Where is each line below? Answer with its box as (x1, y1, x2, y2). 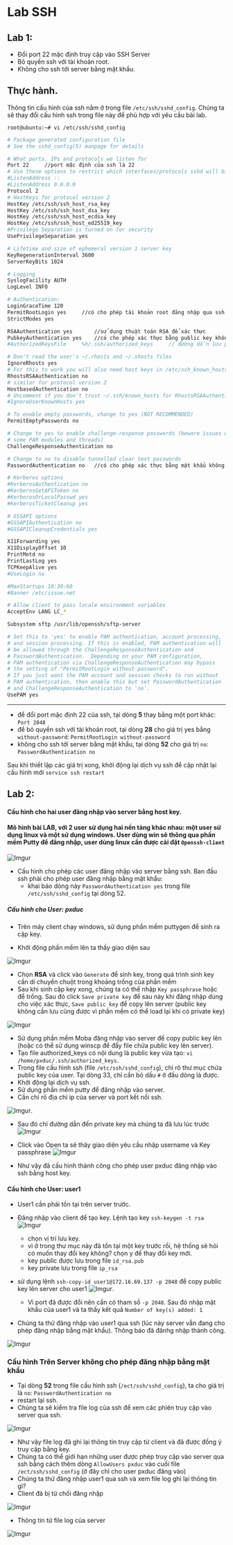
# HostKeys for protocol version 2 (7, 194, 110, 201)
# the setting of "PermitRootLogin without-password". (7, 665, 169, 673)
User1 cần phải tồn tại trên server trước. (17, 1200, 131, 1209)
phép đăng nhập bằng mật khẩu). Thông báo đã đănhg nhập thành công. (17, 1326, 226, 1335)
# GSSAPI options (7, 513, 58, 520)
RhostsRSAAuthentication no (7, 373, 89, 379)
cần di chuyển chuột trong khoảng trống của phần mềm (17, 978, 177, 986)
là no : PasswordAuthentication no (17, 1389, 112, 1397)
